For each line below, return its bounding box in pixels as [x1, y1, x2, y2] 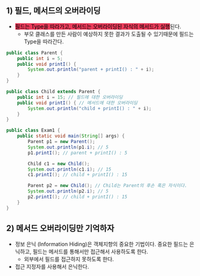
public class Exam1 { [6, 127, 61, 133]
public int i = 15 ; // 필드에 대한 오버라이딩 [17, 94, 123, 100]
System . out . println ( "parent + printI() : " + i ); [28, 67, 154, 73]
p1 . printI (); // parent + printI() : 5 [28, 150, 128, 156]
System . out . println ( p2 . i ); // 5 [28, 188, 109, 194]
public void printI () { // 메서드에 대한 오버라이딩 [17, 100, 138, 106]
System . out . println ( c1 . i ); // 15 [28, 166, 112, 173]
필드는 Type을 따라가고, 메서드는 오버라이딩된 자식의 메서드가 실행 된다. [14, 23, 181, 30]
